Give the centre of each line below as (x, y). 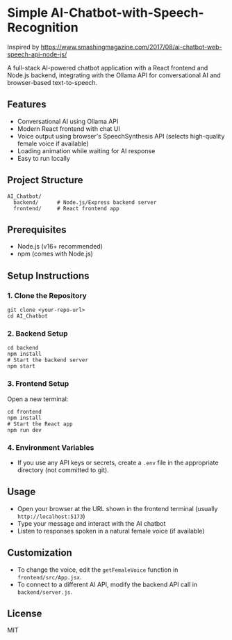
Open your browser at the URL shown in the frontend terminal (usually (117, 508)
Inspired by (23, 47)
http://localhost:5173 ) (51, 516)
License (25, 613)
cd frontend (24, 412)
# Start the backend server (48, 360)
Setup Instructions (48, 275)
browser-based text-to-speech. (52, 82)
